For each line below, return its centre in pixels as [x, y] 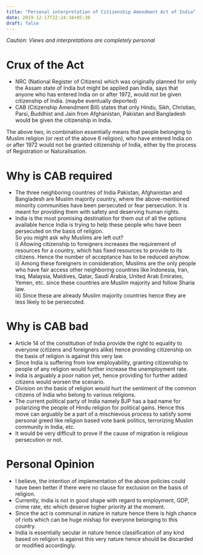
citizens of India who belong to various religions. [75, 395]
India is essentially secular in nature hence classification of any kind [99, 533]
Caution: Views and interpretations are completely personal [81, 41]
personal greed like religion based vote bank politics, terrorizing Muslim [104, 420]
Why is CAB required [60, 176]
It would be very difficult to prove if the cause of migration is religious [101, 433]
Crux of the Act [45, 65]
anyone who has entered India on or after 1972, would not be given [98, 95]
